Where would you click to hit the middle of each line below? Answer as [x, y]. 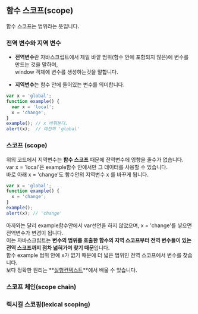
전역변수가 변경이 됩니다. [35, 233]
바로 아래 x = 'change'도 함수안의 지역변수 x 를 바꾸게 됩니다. [77, 174]
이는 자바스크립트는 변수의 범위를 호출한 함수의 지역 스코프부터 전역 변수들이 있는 [99, 240]
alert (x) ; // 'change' [34, 213]
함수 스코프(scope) [40, 11]
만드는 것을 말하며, [36, 65]
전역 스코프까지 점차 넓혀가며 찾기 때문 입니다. [58, 247]
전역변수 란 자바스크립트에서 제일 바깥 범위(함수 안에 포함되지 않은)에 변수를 [102, 57]
